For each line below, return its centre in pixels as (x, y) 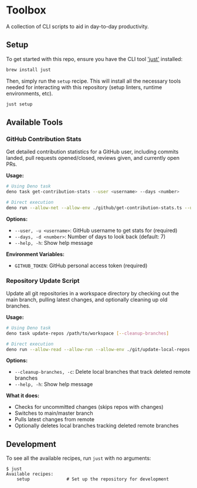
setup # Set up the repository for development (93, 479)
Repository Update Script (43, 281)
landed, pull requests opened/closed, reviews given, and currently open (93, 158)
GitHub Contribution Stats (44, 139)
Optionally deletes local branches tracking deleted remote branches (96, 426)
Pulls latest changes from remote (55, 419)
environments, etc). (30, 93)
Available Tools (35, 122)
